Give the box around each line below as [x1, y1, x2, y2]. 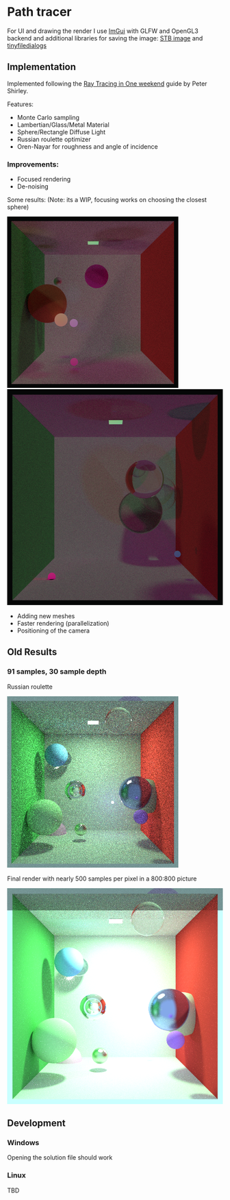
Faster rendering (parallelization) [16, 620, 110, 628]
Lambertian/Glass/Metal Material [16, 121, 110, 129]
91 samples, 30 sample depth [7, 667, 107, 676]
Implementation [7, 61, 77, 73]
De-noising [16, 182, 49, 191]
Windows [7, 1138, 40, 1148]
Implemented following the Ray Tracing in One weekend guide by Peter [7, 79, 207, 88]
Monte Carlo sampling [16, 113, 80, 121]
